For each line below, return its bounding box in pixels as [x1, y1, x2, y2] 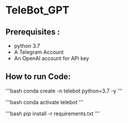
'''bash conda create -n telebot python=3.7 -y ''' [5, 87, 123, 94]
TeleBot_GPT [5, 4, 70, 17]
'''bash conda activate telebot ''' [5, 98, 84, 105]
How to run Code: [5, 71, 71, 82]
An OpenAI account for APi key [14, 55, 89, 61]
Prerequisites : [5, 27, 60, 37]
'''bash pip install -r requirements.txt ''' [5, 110, 100, 117]
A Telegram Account [14, 49, 64, 56]
